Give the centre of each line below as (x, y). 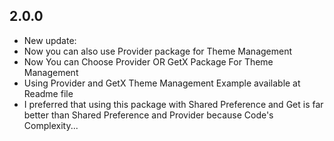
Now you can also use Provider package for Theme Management (158, 51)
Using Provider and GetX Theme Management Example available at (162, 83)
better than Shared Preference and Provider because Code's (148, 115)
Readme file (48, 93)
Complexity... (51, 125)
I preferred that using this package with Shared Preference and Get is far (173, 104)
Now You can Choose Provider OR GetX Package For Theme (148, 61)
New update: (50, 40)
